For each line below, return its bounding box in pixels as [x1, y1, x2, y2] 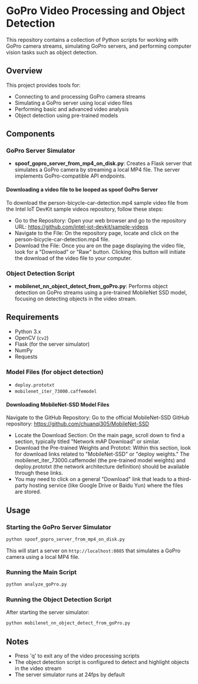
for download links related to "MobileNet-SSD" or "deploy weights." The [14, 450, 190, 458]
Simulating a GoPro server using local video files [14, 99, 133, 106]
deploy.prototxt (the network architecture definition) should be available [14, 463, 190, 470]
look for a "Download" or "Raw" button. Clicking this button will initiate [14, 248, 186, 255]
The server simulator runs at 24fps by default [14, 671, 125, 678]
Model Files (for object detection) [6, 368, 104, 376]
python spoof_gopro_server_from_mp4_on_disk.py [6, 536, 126, 542]
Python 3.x [14, 328, 41, 335]
